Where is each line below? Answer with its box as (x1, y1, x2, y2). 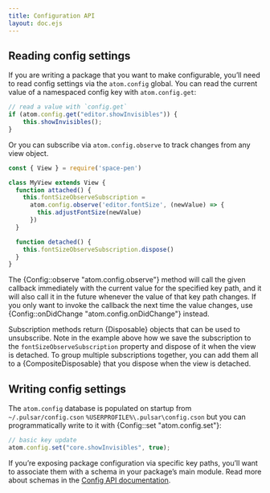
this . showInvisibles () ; (22, 118, 103, 126)
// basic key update (8, 436, 78, 445)
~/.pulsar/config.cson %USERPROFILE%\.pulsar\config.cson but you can (8, 412, 247, 422)
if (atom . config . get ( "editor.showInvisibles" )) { (8, 110, 178, 119)
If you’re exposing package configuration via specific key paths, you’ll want (8, 458, 259, 467)
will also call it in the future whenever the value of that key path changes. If (8, 292, 257, 302)
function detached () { (15, 238, 92, 246)
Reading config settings (8, 49, 131, 63)
